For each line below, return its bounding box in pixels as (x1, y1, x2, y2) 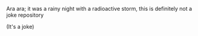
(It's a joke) (6, 23, 35, 30)
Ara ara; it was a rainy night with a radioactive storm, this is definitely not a (6, 5, 193, 12)
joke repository (6, 11, 44, 19)
